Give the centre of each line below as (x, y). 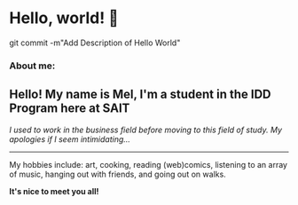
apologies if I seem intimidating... (70, 139)
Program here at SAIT (70, 109)
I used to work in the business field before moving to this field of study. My (145, 130)
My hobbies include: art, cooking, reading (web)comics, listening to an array (149, 164)
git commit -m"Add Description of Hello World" (95, 43)
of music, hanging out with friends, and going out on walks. (118, 174)
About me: (32, 66)
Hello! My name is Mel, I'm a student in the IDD (140, 95)
